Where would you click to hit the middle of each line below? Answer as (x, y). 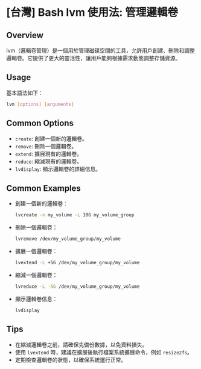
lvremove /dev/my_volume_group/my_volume (68, 239)
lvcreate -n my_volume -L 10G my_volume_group (75, 215)
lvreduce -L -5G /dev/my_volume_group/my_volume (77, 286)
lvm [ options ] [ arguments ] (40, 104)
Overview (25, 35)
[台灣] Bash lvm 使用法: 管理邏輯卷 (92, 12)
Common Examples (44, 188)
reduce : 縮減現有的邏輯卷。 (49, 161)
